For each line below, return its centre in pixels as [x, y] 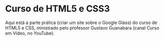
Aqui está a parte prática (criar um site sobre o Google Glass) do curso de [81, 22]
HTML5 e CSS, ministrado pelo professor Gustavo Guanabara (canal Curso [82, 27]
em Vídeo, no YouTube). [30, 33]
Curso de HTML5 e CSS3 [57, 9]
